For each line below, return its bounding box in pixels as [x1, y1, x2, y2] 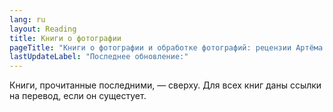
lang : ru [9, 14, 46, 25]
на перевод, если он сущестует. [9, 90, 147, 102]
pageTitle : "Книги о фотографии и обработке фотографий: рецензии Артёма [9, 42, 324, 53]
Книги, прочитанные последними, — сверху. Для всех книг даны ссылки [9, 79, 322, 91]
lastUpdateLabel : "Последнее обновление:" [9, 52, 189, 62]
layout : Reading [9, 24, 77, 34]
